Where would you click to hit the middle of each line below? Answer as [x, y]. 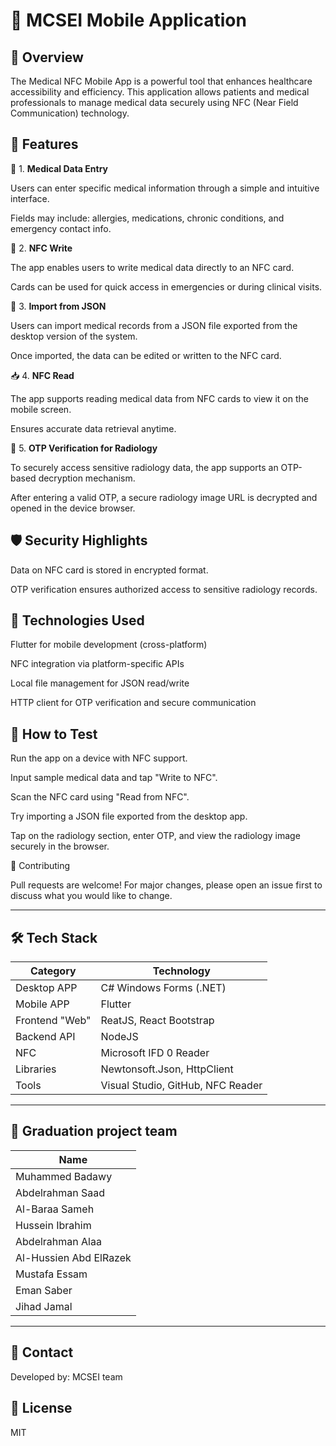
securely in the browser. [60, 846]
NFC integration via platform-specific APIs [97, 664]
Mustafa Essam [51, 1274]
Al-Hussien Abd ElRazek [73, 1257]
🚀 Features [44, 144]
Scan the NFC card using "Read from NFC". [100, 797]
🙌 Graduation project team [94, 1131]
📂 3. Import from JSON [58, 306]
